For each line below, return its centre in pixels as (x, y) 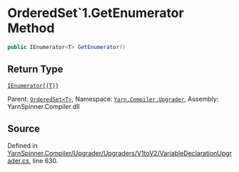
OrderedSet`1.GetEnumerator (96, 13)
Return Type (35, 69)
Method (31, 28)
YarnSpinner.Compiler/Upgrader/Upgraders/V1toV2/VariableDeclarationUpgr (119, 154)
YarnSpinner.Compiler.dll (44, 106)
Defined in (22, 146)
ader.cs (19, 161)
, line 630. (44, 161)
